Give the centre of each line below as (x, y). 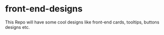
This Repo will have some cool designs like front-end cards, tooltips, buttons (82, 22)
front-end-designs (44, 9)
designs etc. (18, 27)
